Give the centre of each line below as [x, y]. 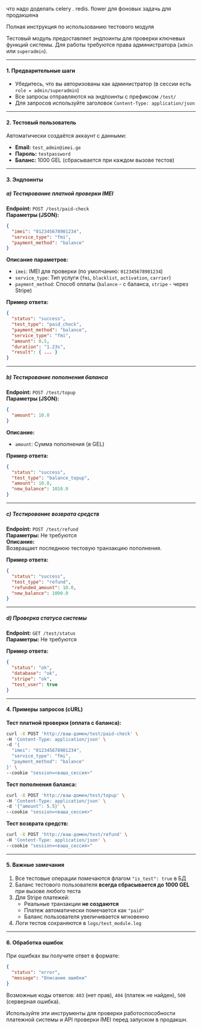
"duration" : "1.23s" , [39, 347]
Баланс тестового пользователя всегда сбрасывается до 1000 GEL [102, 885]
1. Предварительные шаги [41, 70]
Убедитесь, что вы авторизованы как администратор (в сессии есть [103, 84]
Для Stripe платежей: [42, 897]
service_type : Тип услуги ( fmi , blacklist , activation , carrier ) [93, 278]
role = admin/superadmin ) [47, 90]
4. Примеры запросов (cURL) [44, 709]
